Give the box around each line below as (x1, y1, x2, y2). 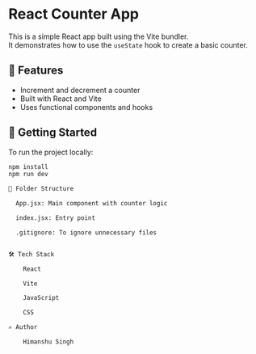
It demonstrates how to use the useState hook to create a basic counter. (8, 40, 248, 49)
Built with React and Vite (19, 94, 103, 103)
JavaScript (23, 294, 60, 302)
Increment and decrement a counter (19, 85, 141, 95)
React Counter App (8, 5, 140, 23)
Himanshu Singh (23, 338, 74, 346)
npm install (8, 162, 48, 171)
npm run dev (8, 171, 48, 179)
